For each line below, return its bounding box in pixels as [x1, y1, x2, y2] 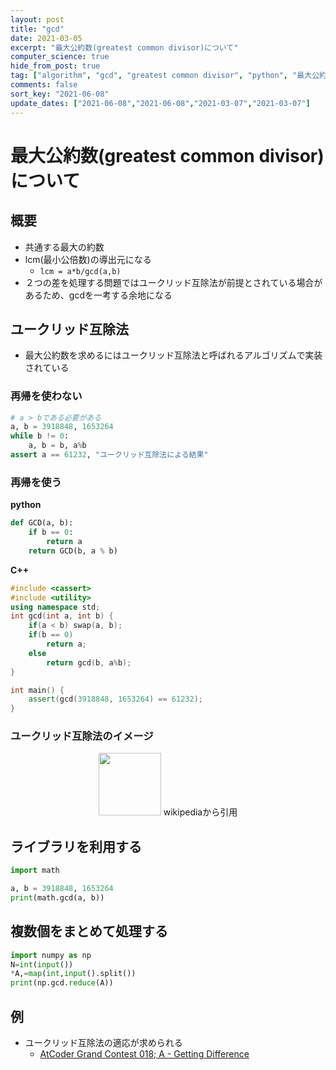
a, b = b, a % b [28, 441, 87, 451]
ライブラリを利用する [10, 838, 142, 855]
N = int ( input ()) [10, 959, 74, 970]
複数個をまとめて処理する [10, 923, 168, 940]
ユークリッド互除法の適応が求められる [24, 1037, 183, 1049]
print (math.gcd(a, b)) [10, 893, 105, 903]
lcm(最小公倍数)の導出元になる [24, 253, 152, 265]
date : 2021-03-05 [10, 33, 83, 43]
